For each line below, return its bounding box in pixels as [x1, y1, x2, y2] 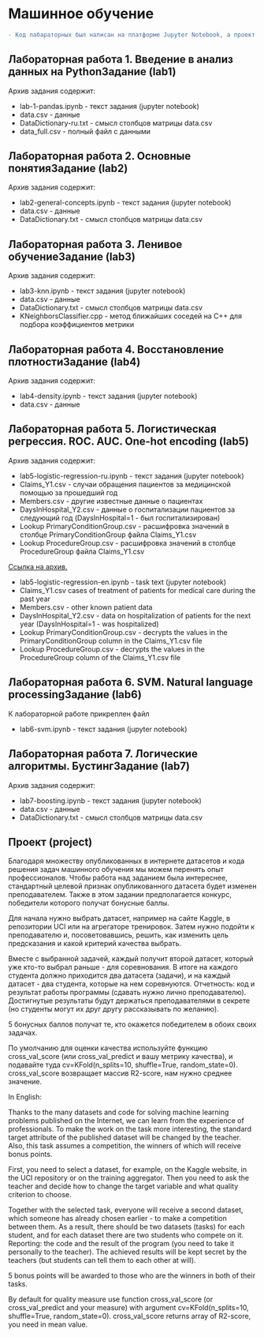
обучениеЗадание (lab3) [8, 250, 136, 263]
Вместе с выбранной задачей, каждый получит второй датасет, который [8, 954, 254, 963]
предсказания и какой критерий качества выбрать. [8, 939, 182, 948]
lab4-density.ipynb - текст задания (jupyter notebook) [19, 392, 198, 401]
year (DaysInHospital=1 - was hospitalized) [19, 619, 159, 629]
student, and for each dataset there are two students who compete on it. [8, 1230, 244, 1240]
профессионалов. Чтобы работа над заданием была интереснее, [8, 873, 228, 883]
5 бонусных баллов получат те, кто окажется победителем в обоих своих [8, 1020, 257, 1029]
